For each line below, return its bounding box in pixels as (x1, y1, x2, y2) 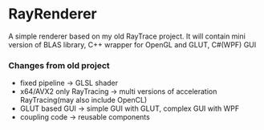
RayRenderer (8, 5, 98, 23)
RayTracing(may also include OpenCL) (19, 95, 148, 105)
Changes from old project (8, 59, 110, 71)
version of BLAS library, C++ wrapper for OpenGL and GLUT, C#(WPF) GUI (8, 39, 257, 49)
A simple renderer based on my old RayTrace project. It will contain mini (8, 31, 246, 41)
